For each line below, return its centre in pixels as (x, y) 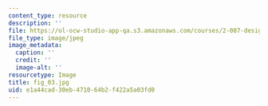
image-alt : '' (39, 68)
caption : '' (35, 53)
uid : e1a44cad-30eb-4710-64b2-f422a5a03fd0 (82, 90)
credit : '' (33, 61)
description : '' (35, 23)
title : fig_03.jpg (39, 82)
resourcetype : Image (43, 75)
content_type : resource (48, 16)
